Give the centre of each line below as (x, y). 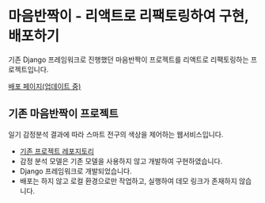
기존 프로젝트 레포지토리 (57, 151)
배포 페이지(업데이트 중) (45, 86)
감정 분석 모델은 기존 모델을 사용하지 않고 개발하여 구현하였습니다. (121, 161)
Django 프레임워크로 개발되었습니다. (76, 170)
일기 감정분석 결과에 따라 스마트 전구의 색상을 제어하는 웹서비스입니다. (116, 134)
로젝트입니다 (28, 69)
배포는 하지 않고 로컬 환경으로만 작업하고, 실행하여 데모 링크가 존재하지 (128, 181)
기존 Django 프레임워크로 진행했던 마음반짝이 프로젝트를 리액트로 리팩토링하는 (129, 59)
